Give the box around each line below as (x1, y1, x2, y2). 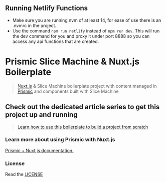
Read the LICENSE (5, 172, 43, 178)
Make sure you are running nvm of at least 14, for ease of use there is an (12, 17, 162, 23)
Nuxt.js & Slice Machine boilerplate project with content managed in (17, 83, 157, 89)
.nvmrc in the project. (12, 22, 56, 28)
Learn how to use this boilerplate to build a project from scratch (17, 124, 149, 130)
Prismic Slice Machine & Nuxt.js (5, 56, 140, 67)
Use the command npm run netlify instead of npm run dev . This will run (12, 27, 160, 34)
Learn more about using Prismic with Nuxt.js (5, 136, 116, 143)
